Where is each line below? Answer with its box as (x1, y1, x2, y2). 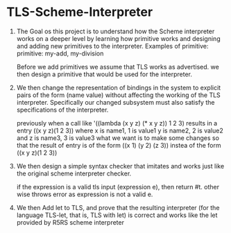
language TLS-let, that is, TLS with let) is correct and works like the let (16, 211, 218, 219)
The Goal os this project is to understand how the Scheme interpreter (16, 27, 215, 35)
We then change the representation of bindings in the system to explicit (16, 83, 221, 92)
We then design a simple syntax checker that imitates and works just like (16, 162, 225, 170)
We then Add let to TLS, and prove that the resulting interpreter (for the (16, 203, 220, 212)
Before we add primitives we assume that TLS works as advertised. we (16, 62, 219, 71)
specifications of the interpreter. (16, 105, 109, 114)
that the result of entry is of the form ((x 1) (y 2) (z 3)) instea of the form (16, 141, 221, 149)
